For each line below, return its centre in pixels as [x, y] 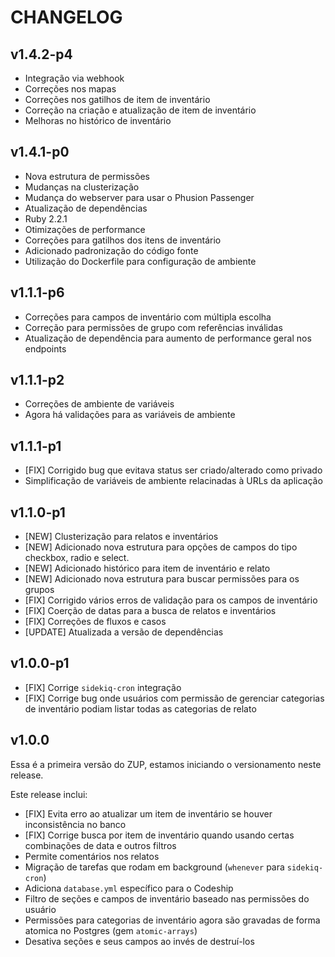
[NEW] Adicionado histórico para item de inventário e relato [147, 568]
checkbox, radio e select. [77, 558]
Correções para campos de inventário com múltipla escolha [148, 317]
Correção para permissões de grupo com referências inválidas [153, 327]
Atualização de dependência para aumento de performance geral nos [168, 338]
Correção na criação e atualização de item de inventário [140, 110]
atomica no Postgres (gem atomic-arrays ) [111, 930]
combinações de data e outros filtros [100, 845]
